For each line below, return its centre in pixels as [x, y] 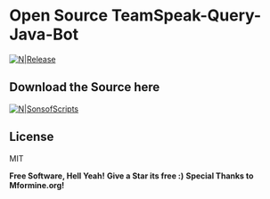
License [32, 137]
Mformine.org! [37, 185]
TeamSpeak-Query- [186, 16]
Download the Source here [85, 87]
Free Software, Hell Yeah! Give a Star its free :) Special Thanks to [131, 176]
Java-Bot [44, 34]
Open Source [59, 16]
